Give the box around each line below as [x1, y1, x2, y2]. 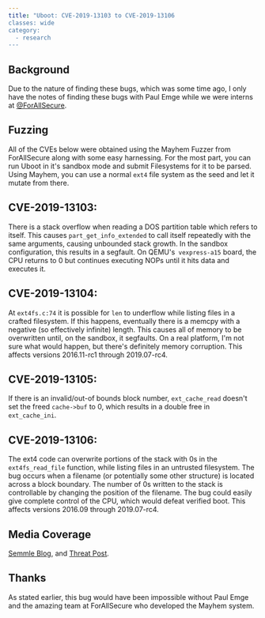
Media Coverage [8, 527, 92, 541]
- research [15, 33, 51, 42]
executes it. [8, 264, 46, 273]
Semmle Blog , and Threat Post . [8, 548, 109, 558]
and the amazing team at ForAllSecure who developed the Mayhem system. [8, 601, 255, 610]
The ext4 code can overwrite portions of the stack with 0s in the [8, 454, 218, 464]
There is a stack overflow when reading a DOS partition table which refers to [8, 222, 258, 232]
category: [8, 26, 41, 34]
